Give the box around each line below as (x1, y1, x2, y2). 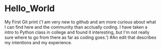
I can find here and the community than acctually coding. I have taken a (4, 24, 147, 30)
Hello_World (4, 3, 55, 14)
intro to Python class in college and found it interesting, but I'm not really (4, 29, 150, 35)
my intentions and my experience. (4, 39, 72, 45)
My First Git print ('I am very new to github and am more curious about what (4, 19, 156, 25)
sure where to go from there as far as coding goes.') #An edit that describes (4, 34, 157, 40)
